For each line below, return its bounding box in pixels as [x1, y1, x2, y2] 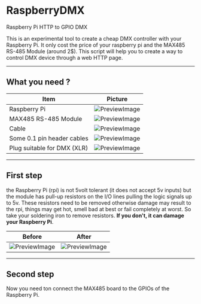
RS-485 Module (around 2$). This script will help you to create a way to [6, 47, 183, 54]
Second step [6, 269, 54, 279]
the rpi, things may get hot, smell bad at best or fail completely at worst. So [6, 205, 191, 212]
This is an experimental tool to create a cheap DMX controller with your [6, 35, 182, 42]
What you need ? [6, 77, 71, 87]
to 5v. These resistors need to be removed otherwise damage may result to [6, 199, 191, 206]
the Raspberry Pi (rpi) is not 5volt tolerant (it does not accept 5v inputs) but [6, 186, 191, 193]
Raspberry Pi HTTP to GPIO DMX [6, 23, 88, 31]
